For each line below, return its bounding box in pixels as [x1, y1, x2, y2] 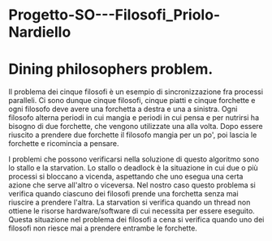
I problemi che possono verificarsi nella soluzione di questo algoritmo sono [8, 154, 260, 164]
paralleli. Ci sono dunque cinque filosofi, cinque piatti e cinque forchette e [8, 96, 256, 105]
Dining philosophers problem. [8, 60, 214, 79]
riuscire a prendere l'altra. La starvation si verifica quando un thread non [8, 197, 251, 208]
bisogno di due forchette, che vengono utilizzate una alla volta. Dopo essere [8, 122, 264, 131]
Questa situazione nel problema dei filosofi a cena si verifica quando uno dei [8, 215, 265, 225]
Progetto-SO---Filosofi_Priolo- [8, 6, 221, 24]
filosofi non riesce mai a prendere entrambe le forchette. [8, 223, 197, 233]
